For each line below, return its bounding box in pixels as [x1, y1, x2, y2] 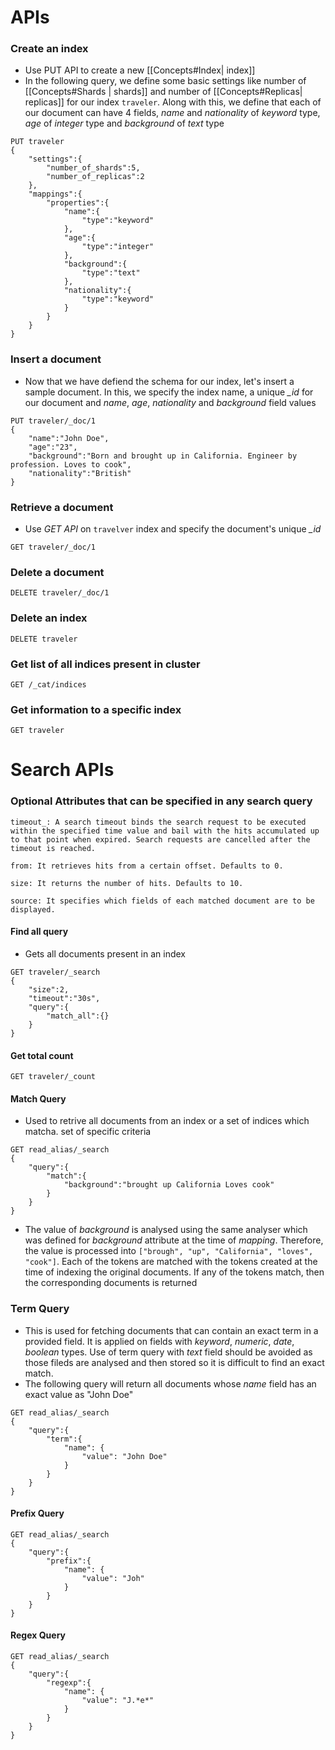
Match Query [10, 1092, 67, 1105]
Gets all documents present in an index [24, 947, 186, 960]
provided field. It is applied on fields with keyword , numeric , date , [24, 1335, 295, 1347]
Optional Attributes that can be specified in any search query [10, 794, 313, 808]
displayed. [10, 904, 56, 915]
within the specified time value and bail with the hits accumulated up [10, 826, 320, 836]
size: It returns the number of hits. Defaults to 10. [10, 878, 244, 888]
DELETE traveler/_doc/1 [10, 588, 110, 598]
